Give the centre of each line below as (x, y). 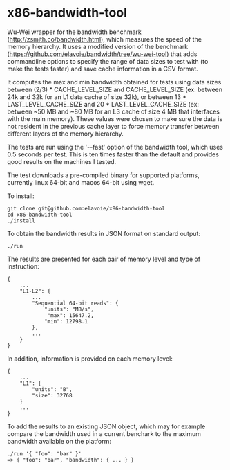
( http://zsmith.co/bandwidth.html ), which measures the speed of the (105, 39)
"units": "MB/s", (69, 309)
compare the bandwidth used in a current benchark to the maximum (104, 433)
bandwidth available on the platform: (59, 441)
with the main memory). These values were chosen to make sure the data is (115, 118)
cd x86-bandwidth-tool (40, 215)
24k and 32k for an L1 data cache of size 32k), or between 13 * (97, 97)
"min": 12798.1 (66, 321)
